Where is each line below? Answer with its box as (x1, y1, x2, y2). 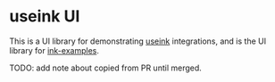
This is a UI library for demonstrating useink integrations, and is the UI (9, 36, 266, 46)
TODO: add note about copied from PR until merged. (9, 62, 203, 73)
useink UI (9, 6, 80, 27)
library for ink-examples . (9, 45, 100, 55)
